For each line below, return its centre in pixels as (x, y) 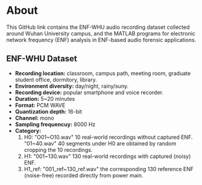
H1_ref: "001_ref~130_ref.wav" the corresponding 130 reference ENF (109, 169)
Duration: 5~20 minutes (45, 99)
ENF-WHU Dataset (42, 59)
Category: (28, 130)
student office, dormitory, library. (56, 79)
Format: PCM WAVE (40, 105)
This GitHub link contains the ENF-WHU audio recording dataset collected (98, 27)
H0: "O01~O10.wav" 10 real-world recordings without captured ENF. (108, 137)
